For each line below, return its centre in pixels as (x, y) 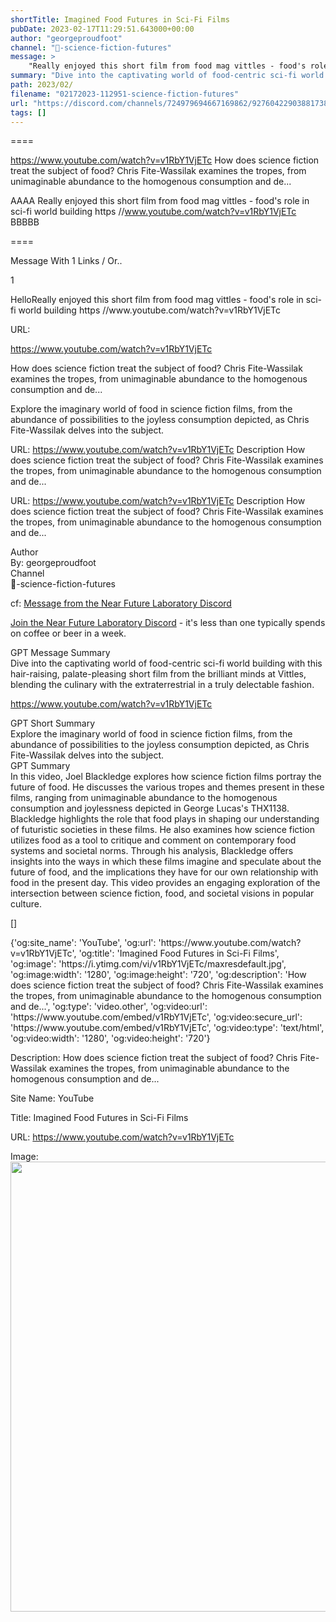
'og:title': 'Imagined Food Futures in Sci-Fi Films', (179, 953)
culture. (26, 904)
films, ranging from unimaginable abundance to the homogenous (144, 798)
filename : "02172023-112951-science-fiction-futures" (125, 94)
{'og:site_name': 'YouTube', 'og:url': (83, 943)
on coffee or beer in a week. (68, 633)
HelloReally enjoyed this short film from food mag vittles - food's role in (157, 300)
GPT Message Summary (60, 653)
